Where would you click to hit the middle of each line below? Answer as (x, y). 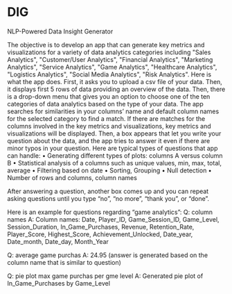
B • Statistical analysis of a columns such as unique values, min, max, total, (114, 163)
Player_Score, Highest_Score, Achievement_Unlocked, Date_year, (100, 234)
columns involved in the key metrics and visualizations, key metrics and (109, 126)
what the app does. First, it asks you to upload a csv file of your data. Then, (115, 81)
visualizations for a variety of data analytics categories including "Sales (109, 52)
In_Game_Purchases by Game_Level (59, 283)
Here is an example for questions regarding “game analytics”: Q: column (110, 212)
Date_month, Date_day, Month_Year (58, 241)
